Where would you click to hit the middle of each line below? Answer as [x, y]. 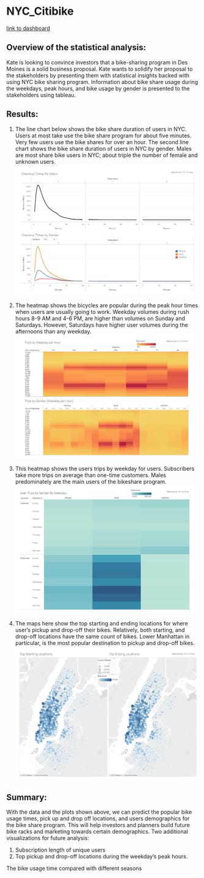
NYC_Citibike [40, 11]
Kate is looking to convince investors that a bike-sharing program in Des [97, 62]
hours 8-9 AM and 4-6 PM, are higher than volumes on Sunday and [100, 319]
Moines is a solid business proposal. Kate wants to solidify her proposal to [100, 69]
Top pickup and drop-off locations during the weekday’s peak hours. [101, 857]
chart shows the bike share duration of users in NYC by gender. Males [104, 148]
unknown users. [35, 161]
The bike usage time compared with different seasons [74, 868]
